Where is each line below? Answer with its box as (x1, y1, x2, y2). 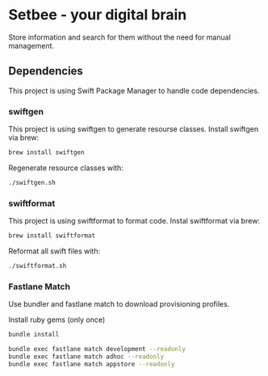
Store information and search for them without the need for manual (8, 32, 232, 42)
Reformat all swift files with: (8, 246, 101, 256)
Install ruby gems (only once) (8, 315, 106, 324)
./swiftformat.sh (8, 261, 67, 269)
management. (8, 40, 55, 50)
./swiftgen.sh (8, 178, 57, 186)
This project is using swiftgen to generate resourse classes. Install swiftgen (8, 124, 259, 134)
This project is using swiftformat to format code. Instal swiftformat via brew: (8, 216, 261, 226)
